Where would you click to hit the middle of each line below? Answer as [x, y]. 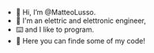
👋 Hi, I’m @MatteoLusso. [56, 12]
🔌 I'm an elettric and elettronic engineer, [81, 21]
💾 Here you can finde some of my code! [81, 41]
